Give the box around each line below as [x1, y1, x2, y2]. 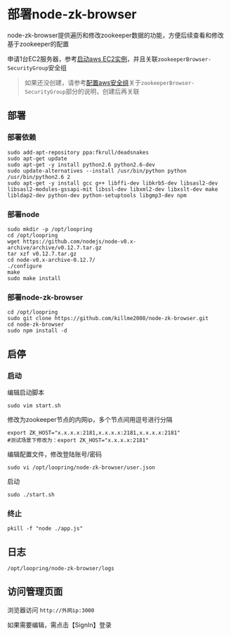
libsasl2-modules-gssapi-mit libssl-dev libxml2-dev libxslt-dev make [7, 185, 218, 193]
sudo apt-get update [7, 155, 68, 162]
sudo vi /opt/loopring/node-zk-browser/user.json [7, 464, 156, 471]
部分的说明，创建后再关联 [65, 87, 140, 95]
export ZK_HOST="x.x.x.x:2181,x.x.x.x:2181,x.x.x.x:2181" [7, 429, 180, 436]
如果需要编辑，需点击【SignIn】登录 [7, 621, 112, 629]
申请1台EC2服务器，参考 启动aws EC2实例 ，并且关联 [7, 54, 158, 63]
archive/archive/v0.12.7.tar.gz [7, 244, 102, 251]
